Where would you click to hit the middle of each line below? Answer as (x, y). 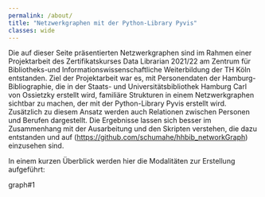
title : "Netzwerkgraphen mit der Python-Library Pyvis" (103, 23)
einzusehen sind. (36, 146)
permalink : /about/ (41, 15)
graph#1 (22, 185)
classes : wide (32, 30)
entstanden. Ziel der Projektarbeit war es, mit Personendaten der (115, 78)
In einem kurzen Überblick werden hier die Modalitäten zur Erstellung (122, 161)
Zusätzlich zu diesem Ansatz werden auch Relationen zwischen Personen (129, 112)
